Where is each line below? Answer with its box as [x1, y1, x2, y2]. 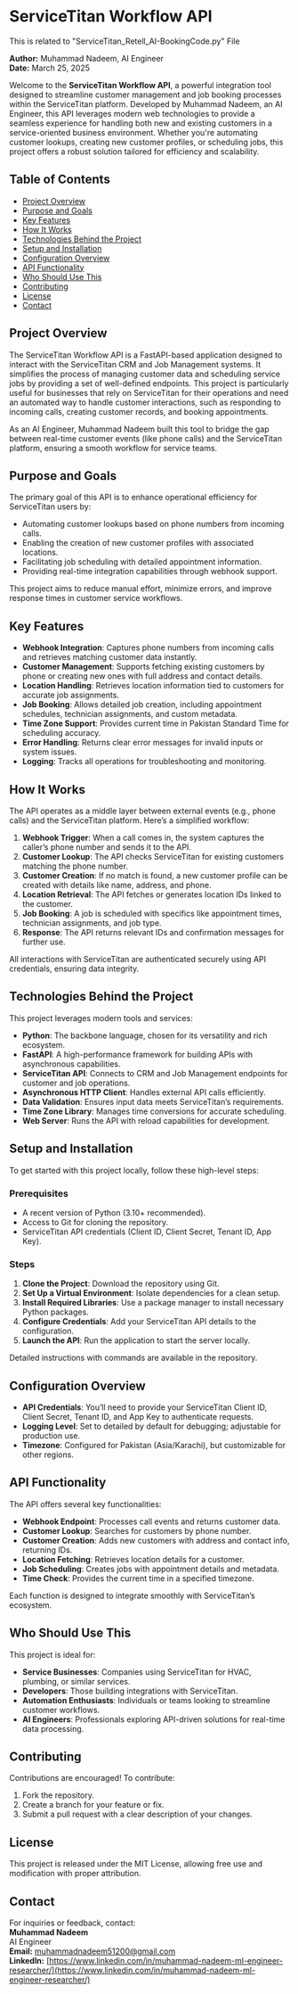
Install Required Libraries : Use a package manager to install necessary [21, 1298, 285, 1308]
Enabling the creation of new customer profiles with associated [21, 538, 254, 548]
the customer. [21, 899, 74, 909]
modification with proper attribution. [9, 1868, 141, 1879]
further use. [21, 936, 66, 947]
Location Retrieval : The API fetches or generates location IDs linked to [21, 889, 282, 900]
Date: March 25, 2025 [9, 62, 91, 73]
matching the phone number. [21, 861, 129, 871]
